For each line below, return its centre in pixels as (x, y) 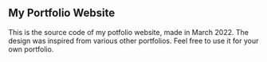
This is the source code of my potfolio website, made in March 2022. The (129, 32)
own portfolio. (31, 49)
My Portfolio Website (62, 13)
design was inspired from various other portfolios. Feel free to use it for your (133, 41)
